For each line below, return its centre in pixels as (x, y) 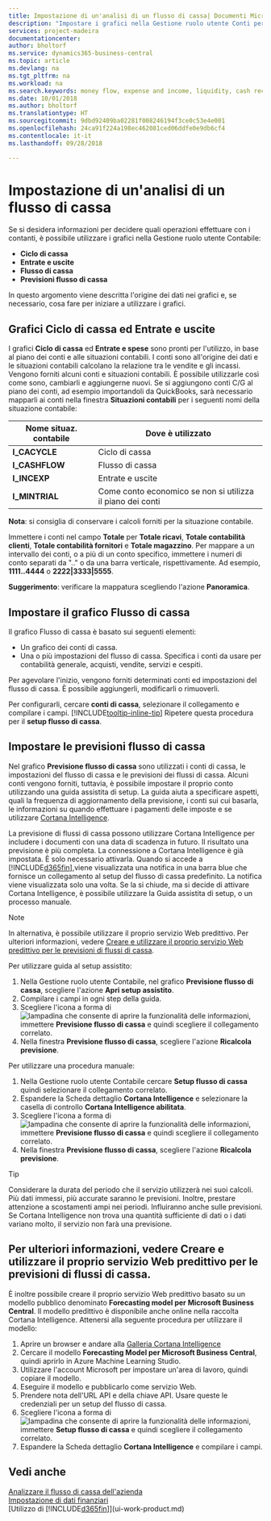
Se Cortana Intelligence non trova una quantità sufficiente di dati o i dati (127, 1215)
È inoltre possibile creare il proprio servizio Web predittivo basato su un (127, 1294)
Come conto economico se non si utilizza (176, 491)
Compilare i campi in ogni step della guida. (91, 998)
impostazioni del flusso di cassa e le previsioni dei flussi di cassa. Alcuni (128, 774)
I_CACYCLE (35, 452)
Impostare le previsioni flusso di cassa (107, 747)
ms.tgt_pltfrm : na (39, 76)
